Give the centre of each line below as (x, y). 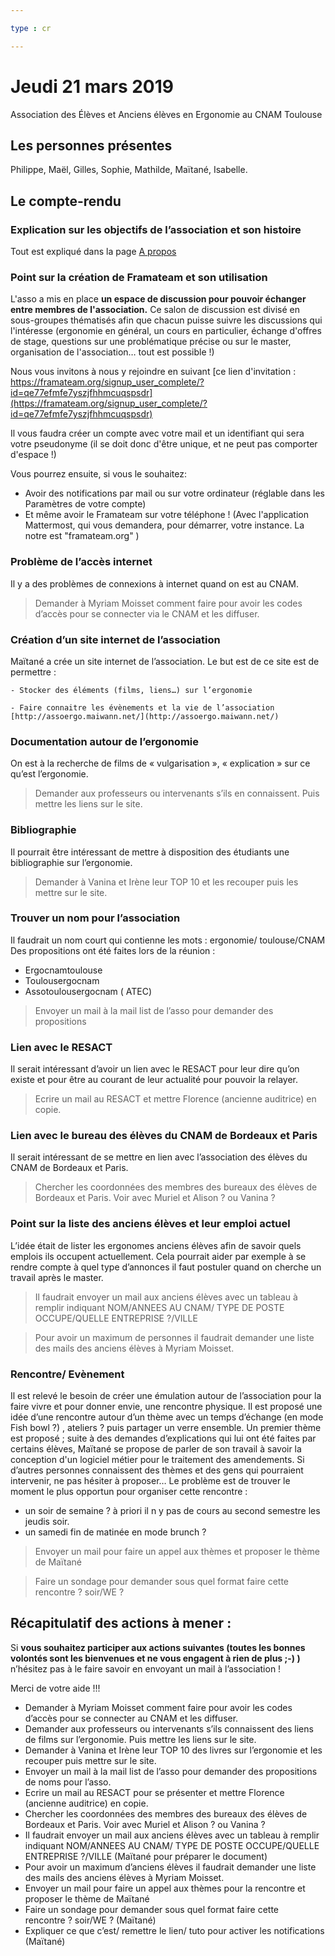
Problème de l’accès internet (81, 562)
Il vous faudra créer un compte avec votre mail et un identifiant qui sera (157, 433)
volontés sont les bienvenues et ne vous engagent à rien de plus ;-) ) (155, 1658)
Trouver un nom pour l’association (95, 918)
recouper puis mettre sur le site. (90, 1760)
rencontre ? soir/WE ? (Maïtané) (90, 1920)
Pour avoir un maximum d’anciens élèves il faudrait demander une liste (170, 1867)
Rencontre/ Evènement (67, 1374)
